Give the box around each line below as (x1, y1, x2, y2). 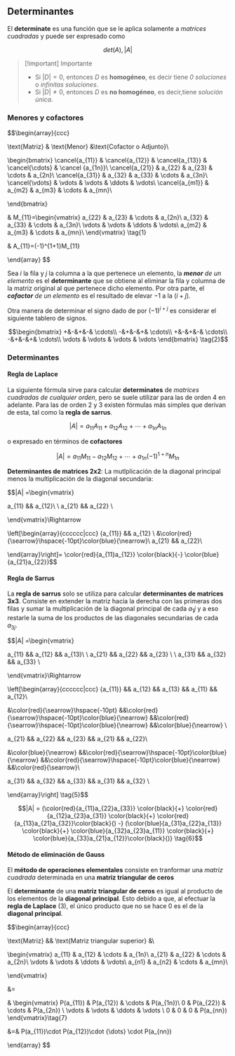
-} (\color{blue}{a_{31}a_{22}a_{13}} (118, 819, 222, 827)
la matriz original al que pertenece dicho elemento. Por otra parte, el (7, 284, 205, 293)
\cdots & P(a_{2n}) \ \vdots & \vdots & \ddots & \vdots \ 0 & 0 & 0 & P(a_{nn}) (7, 1006, 228, 1014)
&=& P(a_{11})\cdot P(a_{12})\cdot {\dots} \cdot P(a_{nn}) (7, 1027, 172, 1036)
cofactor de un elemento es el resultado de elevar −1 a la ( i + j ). (7, 291, 191, 300)
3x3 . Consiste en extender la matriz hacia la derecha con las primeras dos (7, 597, 222, 605)
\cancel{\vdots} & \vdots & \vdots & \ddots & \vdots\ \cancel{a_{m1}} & (7, 179, 209, 187)
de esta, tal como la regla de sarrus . (7, 408, 113, 416)
